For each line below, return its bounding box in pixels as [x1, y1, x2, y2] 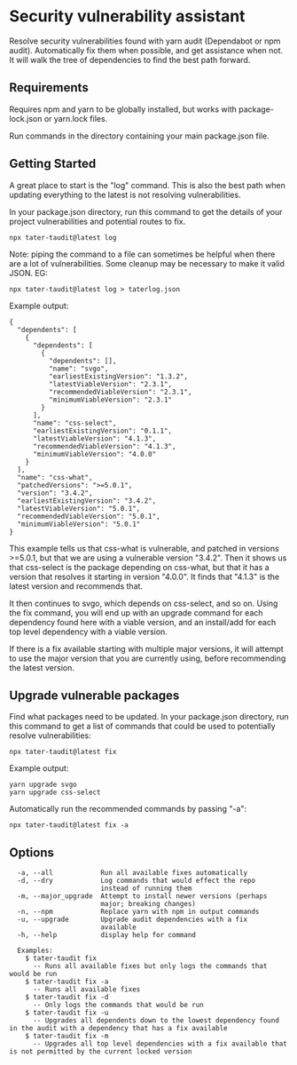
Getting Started [9, 156, 97, 171]
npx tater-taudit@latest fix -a [9, 821, 129, 830]
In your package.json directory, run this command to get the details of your [9, 206, 283, 217]
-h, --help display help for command [17, 931, 197, 940]
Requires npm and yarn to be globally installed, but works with [9, 104, 238, 115]
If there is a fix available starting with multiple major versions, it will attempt [9, 643, 284, 654]
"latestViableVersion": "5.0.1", [17, 504, 141, 513]
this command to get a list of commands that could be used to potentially [9, 721, 277, 732]
